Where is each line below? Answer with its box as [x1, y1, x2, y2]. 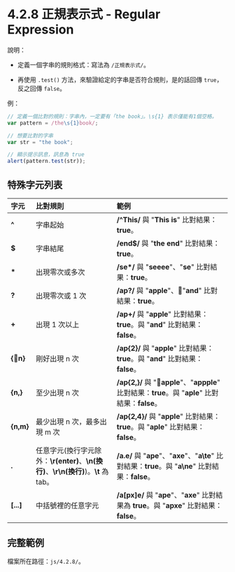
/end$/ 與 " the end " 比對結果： [116, 238, 220, 248]
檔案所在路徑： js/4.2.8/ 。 [7, 557, 85, 565]
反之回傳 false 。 [17, 84, 66, 92]
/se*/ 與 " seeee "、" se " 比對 [116, 262, 211, 271]
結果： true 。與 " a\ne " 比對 [123, 462, 212, 471]
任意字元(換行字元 [36, 445, 95, 455]
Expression [7, 22, 74, 38]
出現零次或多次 [36, 267, 85, 277]
